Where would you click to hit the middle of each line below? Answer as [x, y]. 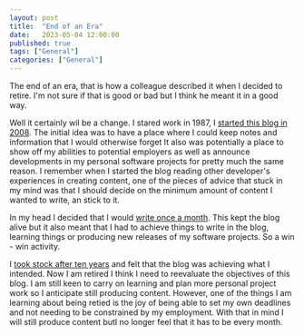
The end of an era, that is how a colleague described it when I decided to [146, 86]
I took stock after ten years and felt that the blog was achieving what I [140, 264]
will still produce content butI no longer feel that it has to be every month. [146, 322]
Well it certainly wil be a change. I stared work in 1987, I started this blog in [148, 123]
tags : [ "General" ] [44, 52]
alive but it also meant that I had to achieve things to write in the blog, [139, 227]
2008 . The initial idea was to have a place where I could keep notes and [143, 132]
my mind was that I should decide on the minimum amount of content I [141, 190]
